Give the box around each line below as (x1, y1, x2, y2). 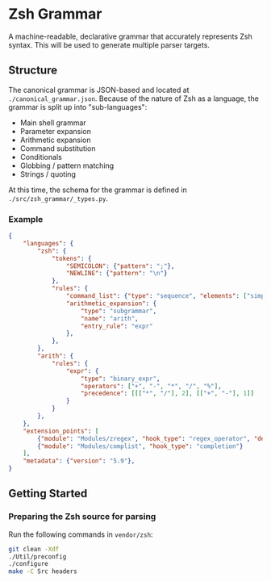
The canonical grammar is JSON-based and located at (8, 85, 190, 94)
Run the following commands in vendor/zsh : (8, 530, 153, 539)
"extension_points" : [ (23, 427, 99, 435)
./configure (8, 560, 48, 568)
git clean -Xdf (8, 545, 60, 553)
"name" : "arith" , (80, 314, 139, 323)
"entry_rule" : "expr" (80, 322, 153, 330)
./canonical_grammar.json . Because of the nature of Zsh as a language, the (8, 94, 260, 103)
